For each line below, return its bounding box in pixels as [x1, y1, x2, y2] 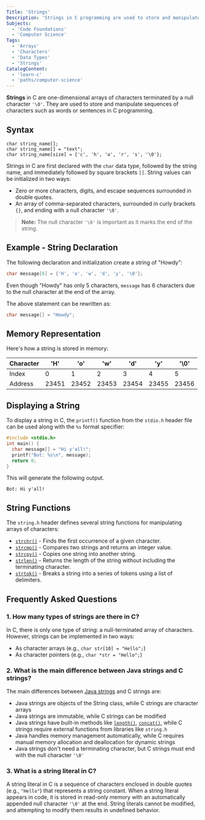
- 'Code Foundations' [12, 26, 67, 32]
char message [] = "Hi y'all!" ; [12, 446, 92, 452]
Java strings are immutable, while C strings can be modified [15, 712, 167, 720]
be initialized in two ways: [6, 175, 71, 182]
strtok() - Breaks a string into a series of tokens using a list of [15, 569, 173, 577]
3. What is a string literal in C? [6, 767, 96, 775]
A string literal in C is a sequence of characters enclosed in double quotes [6, 780, 192, 788]
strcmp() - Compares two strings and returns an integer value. [15, 544, 173, 551]
